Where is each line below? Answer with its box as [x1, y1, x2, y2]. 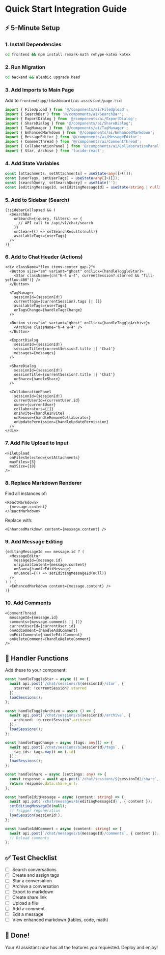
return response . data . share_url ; [9, 781, 78, 786]
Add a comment [12, 905, 45, 911]
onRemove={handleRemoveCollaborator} [14, 415, 91, 420]
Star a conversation [12, 878, 52, 884]
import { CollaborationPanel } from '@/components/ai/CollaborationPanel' [5, 144, 162, 149]
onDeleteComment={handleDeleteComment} [9, 636, 91, 642]
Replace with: [5, 517, 33, 523]
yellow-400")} [5, 277, 34, 282]
